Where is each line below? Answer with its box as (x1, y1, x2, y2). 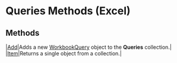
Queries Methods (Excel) (5, 4, 131, 18)
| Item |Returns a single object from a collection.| (5, 50, 122, 57)
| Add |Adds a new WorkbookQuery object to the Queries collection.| (5, 43, 172, 51)
